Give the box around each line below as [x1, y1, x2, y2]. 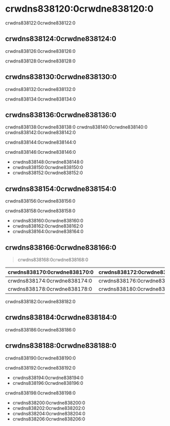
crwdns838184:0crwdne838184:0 [5, 313, 117, 322]
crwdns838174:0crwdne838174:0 [8, 277, 93, 284]
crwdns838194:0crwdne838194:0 [12, 374, 83, 381]
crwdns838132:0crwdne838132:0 [5, 86, 76, 92]
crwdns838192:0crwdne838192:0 [5, 365, 76, 371]
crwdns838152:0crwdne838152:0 [12, 170, 83, 176]
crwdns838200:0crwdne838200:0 [12, 400, 86, 406]
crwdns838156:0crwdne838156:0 [5, 198, 76, 204]
